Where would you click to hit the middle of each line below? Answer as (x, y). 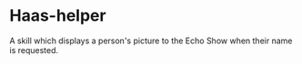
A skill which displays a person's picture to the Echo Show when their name (151, 41)
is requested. (34, 50)
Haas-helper (58, 16)
